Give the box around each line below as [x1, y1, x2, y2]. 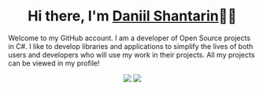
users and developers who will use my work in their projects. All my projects [8, 50, 255, 59]
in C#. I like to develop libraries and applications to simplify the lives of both [8, 41, 254, 51]
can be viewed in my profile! [8, 58, 100, 68]
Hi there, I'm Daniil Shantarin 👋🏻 [27, 7, 238, 25]
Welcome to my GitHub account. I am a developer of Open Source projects [8, 33, 250, 43]
